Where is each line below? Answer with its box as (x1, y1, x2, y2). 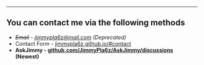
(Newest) (15, 52, 39, 60)
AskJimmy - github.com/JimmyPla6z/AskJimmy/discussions (15, 46, 174, 54)
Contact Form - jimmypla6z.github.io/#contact (15, 40, 132, 47)
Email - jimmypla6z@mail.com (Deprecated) (15, 34, 126, 41)
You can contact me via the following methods (6, 17, 185, 28)
